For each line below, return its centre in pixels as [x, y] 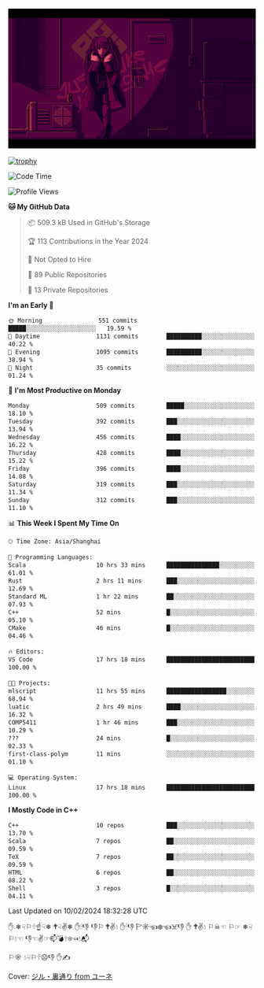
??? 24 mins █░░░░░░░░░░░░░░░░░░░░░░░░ [132, 738]
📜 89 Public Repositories [67, 274]
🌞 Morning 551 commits [73, 320]
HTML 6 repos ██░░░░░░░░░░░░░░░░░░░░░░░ [132, 872]
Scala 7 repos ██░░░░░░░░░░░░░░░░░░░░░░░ [132, 841]
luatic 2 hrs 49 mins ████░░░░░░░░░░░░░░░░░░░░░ [132, 707]
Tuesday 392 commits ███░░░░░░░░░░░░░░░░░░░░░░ [132, 421]
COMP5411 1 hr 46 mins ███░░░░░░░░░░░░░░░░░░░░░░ [132, 722]
